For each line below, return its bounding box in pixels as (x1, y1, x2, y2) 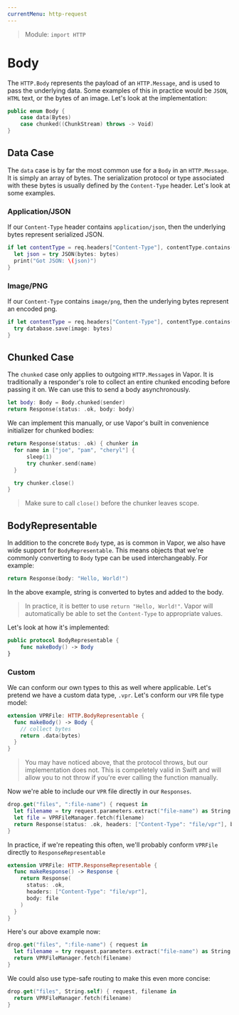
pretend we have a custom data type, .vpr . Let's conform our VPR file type (7, 691, 224, 699)
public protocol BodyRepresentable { (7, 637, 119, 644)
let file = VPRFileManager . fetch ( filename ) (14, 814, 144, 821)
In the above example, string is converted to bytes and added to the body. (7, 587, 224, 596)
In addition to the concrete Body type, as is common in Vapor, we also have (7, 539, 226, 547)
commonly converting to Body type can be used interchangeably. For (7, 554, 208, 562)
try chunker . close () (14, 479, 75, 487)
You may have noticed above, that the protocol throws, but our (24, 758, 208, 767)
